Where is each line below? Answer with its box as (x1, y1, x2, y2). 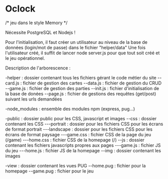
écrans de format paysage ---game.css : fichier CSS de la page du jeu (5, 131, 151, 137)
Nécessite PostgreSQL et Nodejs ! (5, 29, 76, 35)
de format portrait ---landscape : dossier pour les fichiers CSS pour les (5, 126, 152, 132)
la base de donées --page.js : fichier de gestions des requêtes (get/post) (5, 91, 156, 97)
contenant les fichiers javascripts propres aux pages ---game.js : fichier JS (5, 142, 161, 148)
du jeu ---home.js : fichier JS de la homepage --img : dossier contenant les (5, 147, 161, 153)
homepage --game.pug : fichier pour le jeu (5, 168, 94, 174)
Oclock (5, 3, 36, 15)
